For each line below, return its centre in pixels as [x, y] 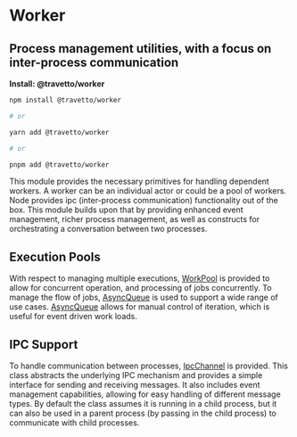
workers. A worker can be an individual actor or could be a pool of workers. [148, 191]
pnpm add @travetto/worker [59, 165]
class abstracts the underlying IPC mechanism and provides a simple [136, 375]
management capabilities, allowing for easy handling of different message [145, 394]
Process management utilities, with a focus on [140, 49]
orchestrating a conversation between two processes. [108, 229]
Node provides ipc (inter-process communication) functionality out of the [144, 201]
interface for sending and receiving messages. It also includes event [135, 385]
